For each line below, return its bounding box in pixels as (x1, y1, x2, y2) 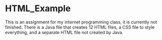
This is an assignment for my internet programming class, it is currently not (5, 19, 158, 25)
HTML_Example (5, 3, 71, 14)
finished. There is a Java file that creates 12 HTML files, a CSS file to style (5, 24, 155, 30)
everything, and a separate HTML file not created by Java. (5, 29, 124, 35)
